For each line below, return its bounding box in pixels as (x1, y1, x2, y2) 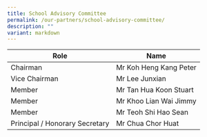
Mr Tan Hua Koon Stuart (116, 85, 195, 95)
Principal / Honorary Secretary (10, 118, 110, 128)
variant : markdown (7, 29, 60, 36)
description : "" (7, 23, 54, 30)
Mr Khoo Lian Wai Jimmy (116, 96, 197, 106)
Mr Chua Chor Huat (116, 118, 179, 128)
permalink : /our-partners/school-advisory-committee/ (7, 17, 166, 23)
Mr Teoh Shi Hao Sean (116, 107, 188, 117)
